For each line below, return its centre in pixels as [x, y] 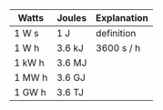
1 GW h [31, 92]
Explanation [122, 18]
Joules [72, 18]
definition [116, 33]
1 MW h [31, 78]
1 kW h [29, 63]
